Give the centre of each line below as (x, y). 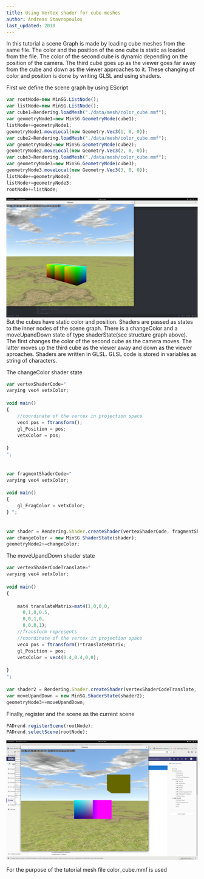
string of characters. (32, 360)
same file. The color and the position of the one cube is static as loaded (96, 50)
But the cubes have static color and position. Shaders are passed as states (100, 321)
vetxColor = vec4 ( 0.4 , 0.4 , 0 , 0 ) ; (58, 657)
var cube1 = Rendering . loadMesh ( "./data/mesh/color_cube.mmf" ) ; (87, 112)
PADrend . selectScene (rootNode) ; (47, 732)
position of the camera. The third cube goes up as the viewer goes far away (101, 63)
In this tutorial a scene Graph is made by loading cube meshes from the (96, 44)
